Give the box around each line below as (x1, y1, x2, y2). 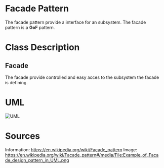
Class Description (5, 42, 80, 53)
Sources (5, 131, 41, 142)
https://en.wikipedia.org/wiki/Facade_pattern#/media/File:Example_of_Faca (5, 152, 159, 158)
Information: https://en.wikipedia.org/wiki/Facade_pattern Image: (5, 146, 137, 153)
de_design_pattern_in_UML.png (5, 157, 69, 163)
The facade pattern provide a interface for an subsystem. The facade (5, 19, 146, 25)
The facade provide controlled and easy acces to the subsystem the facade (5, 74, 159, 80)
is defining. (5, 79, 28, 85)
